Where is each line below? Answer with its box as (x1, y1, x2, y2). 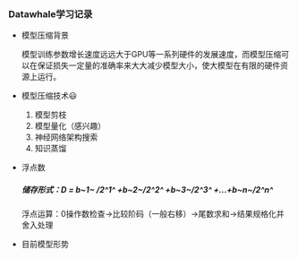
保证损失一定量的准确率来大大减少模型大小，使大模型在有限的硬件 (37, 60, 281, 71)
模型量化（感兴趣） (34, 121, 106, 132)
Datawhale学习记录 (8, 7, 93, 20)
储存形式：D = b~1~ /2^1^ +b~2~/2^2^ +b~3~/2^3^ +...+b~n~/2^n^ (21, 184, 274, 194)
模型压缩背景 (21, 30, 69, 41)
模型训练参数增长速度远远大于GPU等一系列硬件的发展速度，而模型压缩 (21, 49, 282, 60)
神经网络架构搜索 (34, 132, 98, 142)
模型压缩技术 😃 (21, 90, 78, 101)
